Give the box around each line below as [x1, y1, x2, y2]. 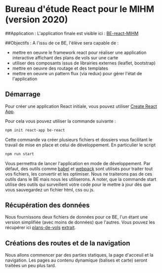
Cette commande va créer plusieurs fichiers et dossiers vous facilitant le [5, 136, 153, 142]
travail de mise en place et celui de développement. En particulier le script [5, 142, 156, 148]
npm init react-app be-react [5, 128, 65, 133]
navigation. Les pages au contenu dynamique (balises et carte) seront [5, 257, 148, 263]
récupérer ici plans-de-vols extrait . [5, 225, 76, 230]
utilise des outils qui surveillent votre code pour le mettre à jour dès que [5, 182, 151, 187]
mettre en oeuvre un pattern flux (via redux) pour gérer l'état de [12, 70, 142, 76]
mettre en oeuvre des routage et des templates [12, 65, 109, 71]
